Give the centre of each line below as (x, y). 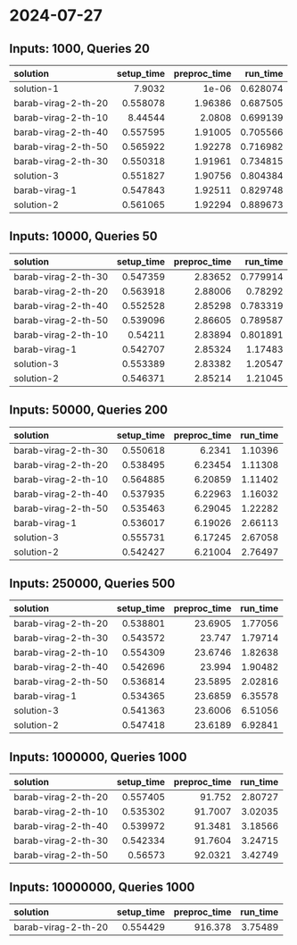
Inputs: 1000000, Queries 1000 (98, 757)
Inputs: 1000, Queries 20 (79, 49)
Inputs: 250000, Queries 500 (92, 584)
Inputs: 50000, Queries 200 (89, 410)
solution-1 (37, 88)
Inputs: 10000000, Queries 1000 (102, 886)
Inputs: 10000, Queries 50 (83, 236)
